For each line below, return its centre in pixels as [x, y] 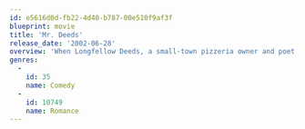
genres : [24, 60]
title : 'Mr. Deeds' [46, 35]
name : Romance [52, 111]
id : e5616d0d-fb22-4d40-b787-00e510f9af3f [91, 18]
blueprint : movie [42, 26]
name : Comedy [51, 85]
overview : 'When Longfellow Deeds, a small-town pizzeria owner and [142, 52]
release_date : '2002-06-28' [63, 43]
